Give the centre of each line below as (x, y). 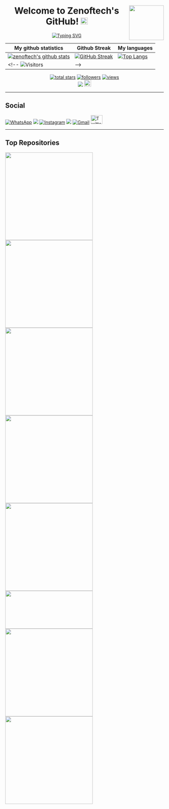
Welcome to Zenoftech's (67, 11)
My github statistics (39, 48)
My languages (135, 48)
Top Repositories (32, 143)
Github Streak (94, 48)
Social (15, 106)
